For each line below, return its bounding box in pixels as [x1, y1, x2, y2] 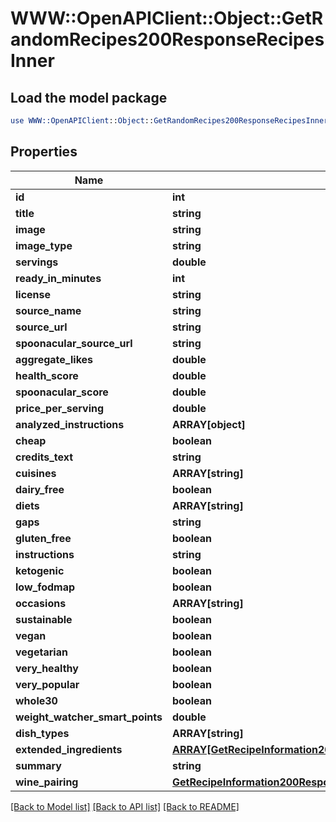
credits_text [15, 450, 74, 464]
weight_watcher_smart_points [15, 710, 163, 724]
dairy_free [15, 482, 65, 496]
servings [15, 255, 59, 269]
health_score [15, 368, 79, 382]
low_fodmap [15, 580, 76, 594]
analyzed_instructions [15, 417, 125, 431]
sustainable [15, 612, 73, 626]
